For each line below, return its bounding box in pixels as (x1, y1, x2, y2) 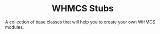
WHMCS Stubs (51, 3, 114, 14)
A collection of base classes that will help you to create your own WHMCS (5, 19, 156, 25)
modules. (5, 24, 24, 30)
